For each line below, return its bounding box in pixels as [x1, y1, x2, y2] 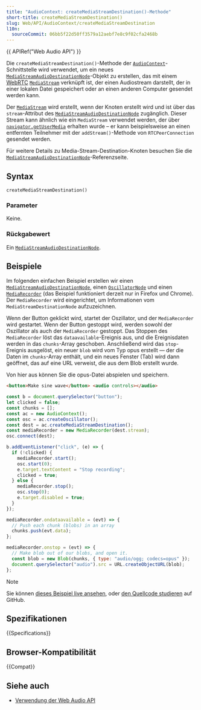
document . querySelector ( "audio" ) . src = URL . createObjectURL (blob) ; [11, 561, 185, 567]
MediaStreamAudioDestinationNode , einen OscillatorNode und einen [6, 283, 173, 291]
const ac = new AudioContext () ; [6, 410, 88, 417]
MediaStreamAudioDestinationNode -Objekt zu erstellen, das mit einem [6, 73, 177, 80]
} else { [11, 478, 34, 484]
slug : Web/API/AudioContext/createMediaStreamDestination [6, 20, 155, 26]
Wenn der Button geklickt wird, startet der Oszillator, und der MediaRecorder [6, 315, 194, 322]
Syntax [6, 171, 34, 181]
